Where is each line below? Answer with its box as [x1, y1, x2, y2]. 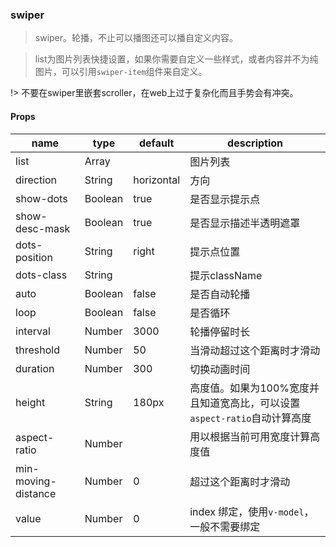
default [138, 136, 175, 150]
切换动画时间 [189, 362, 251, 376]
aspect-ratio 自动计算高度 [189, 411, 312, 425]
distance [15, 486, 57, 500]
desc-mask [15, 221, 71, 235]
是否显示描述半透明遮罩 [189, 216, 301, 230]
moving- [15, 474, 57, 488]
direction [15, 173, 58, 187]
